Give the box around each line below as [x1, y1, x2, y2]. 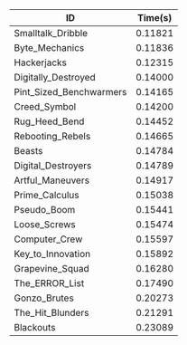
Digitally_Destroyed [14, 72, 97, 83]
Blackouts [14, 321, 56, 333]
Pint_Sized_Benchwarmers [14, 86, 127, 98]
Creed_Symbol [14, 101, 77, 112]
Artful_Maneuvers [14, 174, 90, 187]
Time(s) [136, 12, 173, 24]
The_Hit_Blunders [14, 307, 89, 319]
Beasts [14, 145, 43, 157]
